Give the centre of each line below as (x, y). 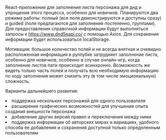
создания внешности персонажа (41, 111)
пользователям (22, 133)
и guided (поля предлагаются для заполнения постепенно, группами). (81, 23)
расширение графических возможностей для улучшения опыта (80, 106)
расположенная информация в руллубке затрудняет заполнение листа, (82, 54)
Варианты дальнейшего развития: (42, 91)
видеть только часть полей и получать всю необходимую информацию (82, 71)
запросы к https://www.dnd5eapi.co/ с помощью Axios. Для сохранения (82, 34)
